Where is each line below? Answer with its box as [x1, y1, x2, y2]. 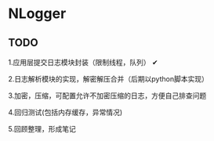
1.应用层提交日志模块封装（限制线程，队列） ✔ [8, 58, 158, 67]
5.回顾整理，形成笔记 [8, 125, 76, 133]
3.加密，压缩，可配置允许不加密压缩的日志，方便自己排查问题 [8, 91, 207, 100]
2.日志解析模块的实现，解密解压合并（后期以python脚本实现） [8, 74, 209, 83]
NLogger [8, 5, 67, 23]
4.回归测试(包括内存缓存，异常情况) [8, 107, 123, 117]
